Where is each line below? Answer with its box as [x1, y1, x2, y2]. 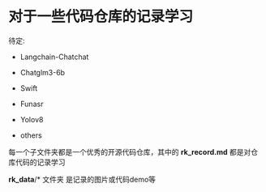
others [19, 130, 42, 140]
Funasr [19, 99, 44, 109]
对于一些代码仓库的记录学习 [8, 7, 194, 26]
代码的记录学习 [15, 157, 66, 167]
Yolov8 [19, 114, 44, 124]
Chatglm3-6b [19, 67, 66, 77]
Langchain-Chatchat [19, 52, 89, 62]
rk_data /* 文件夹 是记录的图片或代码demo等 [8, 174, 157, 184]
